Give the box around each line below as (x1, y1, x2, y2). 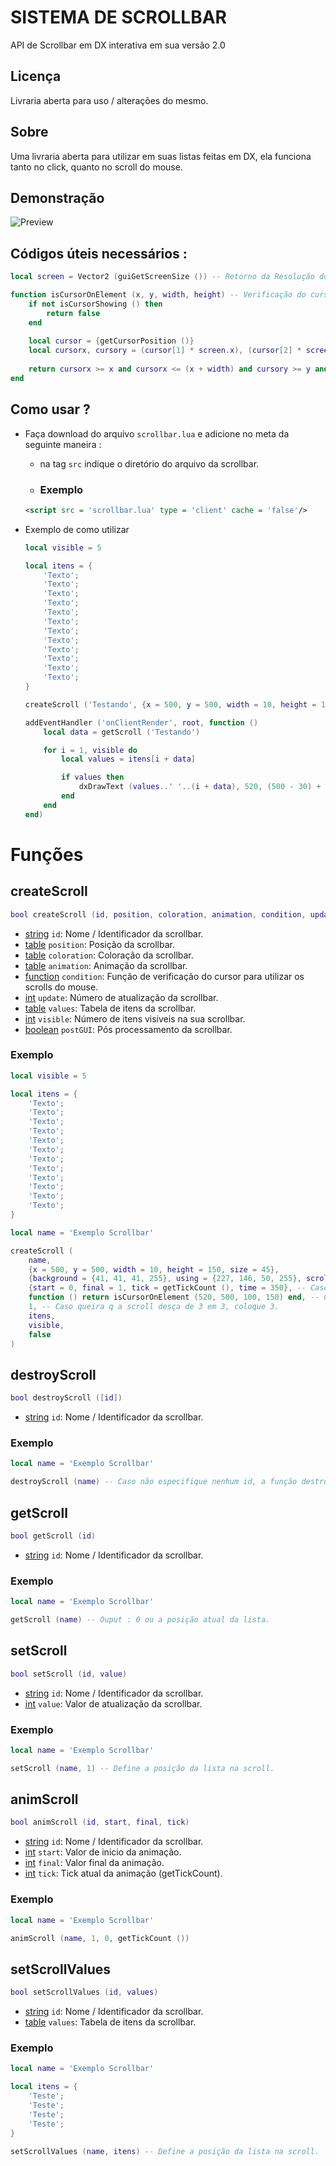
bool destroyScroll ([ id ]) (10, 1393, 123, 1403)
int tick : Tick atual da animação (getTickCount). (24, 1867, 223, 1880)
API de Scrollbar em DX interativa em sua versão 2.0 (10, 39, 226, 51)
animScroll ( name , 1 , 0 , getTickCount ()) (10, 1933, 190, 1943)
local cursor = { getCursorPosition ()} (28, 336, 195, 346)
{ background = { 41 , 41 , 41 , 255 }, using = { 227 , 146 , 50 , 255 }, (28, 1274, 302, 1284)
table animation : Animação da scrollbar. (24, 959, 188, 971)
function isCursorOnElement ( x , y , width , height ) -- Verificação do (10, 290, 307, 300)
